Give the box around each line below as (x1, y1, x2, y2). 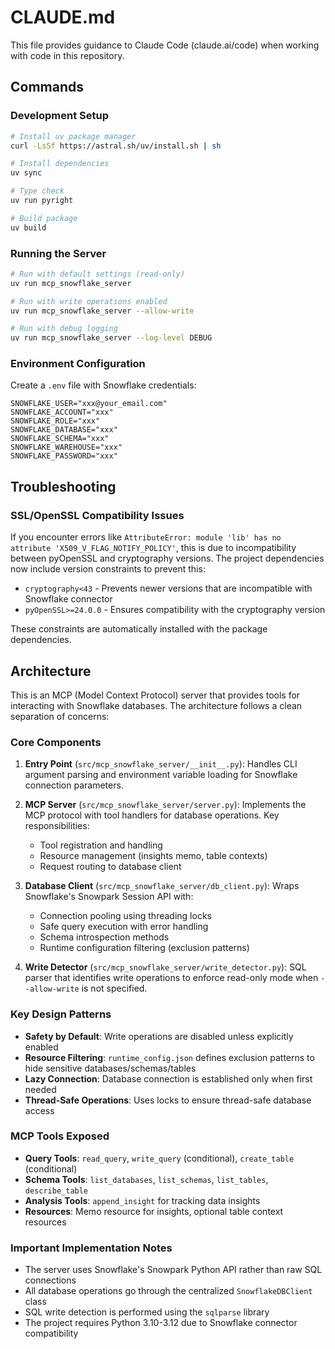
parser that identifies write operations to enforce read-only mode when (24, 972, 319, 984)
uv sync (10, 168, 43, 178)
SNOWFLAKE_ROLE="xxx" (10, 416, 101, 426)
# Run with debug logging (10, 324, 118, 334)
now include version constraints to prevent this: (10, 563, 206, 575)
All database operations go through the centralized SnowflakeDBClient (24, 1285, 313, 1297)
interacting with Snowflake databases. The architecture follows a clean (10, 699, 303, 711)
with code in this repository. (10, 49, 125, 61)
